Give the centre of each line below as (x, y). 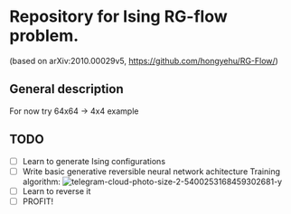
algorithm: (41, 181)
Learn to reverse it (56, 191)
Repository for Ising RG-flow (118, 17)
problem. (44, 36)
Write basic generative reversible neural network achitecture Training (151, 171)
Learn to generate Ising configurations (94, 161)
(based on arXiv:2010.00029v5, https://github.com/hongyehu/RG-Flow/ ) (144, 60)
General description (66, 89)
